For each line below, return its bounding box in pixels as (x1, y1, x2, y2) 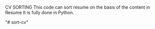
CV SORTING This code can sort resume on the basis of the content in (5, 4, 150, 10)
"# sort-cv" (5, 19, 28, 25)
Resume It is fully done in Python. (5, 9, 74, 15)
